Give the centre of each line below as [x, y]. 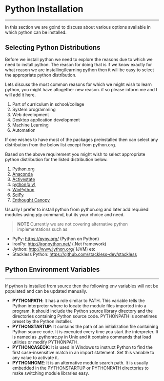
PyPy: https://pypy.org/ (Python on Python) [55, 239]
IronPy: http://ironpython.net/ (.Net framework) [59, 244]
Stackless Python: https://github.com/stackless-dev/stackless [74, 254]
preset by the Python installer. [42, 321]
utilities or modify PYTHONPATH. [45, 342]
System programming [34, 109]
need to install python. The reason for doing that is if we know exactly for [79, 64]
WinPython [23, 189]
